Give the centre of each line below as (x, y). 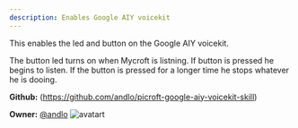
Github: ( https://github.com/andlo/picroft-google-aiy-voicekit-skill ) (133, 97)
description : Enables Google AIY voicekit (90, 17)
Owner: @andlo (39, 114)
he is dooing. (33, 79)
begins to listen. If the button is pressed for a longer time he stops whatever (149, 70)
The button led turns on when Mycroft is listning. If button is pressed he (142, 60)
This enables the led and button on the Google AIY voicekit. (119, 43)
